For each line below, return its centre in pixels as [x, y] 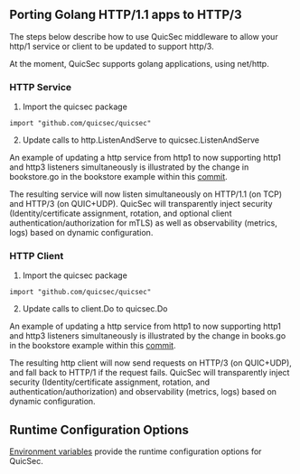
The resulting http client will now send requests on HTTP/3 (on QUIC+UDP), [150, 363]
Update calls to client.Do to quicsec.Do [95, 309]
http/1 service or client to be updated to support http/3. [112, 46]
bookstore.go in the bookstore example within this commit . [118, 177]
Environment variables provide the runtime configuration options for [136, 451]
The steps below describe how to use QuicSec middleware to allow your [144, 36]
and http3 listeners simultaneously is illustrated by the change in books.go [148, 336]
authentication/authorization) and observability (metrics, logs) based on [143, 392]
